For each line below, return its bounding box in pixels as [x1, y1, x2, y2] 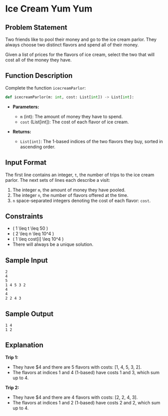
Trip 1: [5, 354, 19, 360]
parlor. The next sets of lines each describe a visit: [5, 177, 110, 183]
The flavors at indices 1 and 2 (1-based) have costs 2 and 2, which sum [12, 399, 160, 405]
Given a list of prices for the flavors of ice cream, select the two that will [5, 51, 155, 57]
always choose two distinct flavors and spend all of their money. [5, 42, 139, 48]
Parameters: [12, 104, 39, 110]
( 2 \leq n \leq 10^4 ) [12, 231, 54, 237]
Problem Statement [5, 23, 68, 32]
